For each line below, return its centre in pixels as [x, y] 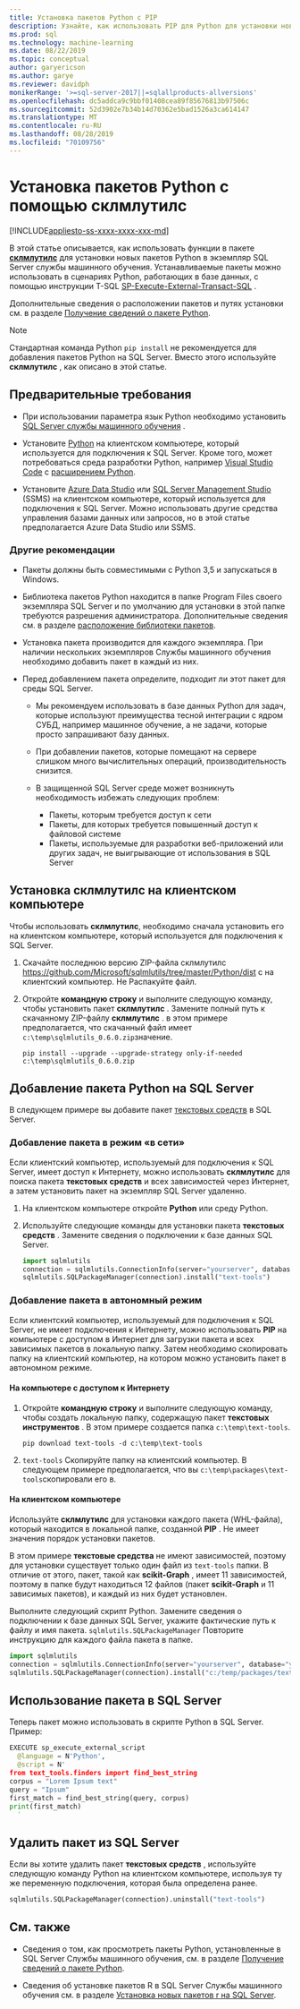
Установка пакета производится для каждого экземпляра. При [142, 642]
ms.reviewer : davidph [50, 84]
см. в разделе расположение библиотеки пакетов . [119, 625]
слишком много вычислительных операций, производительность [161, 761]
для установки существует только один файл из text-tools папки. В [139, 1565]
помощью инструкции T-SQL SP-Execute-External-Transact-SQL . [133, 286]
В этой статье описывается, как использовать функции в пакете [132, 248]
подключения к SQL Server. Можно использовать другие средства [150, 508]
